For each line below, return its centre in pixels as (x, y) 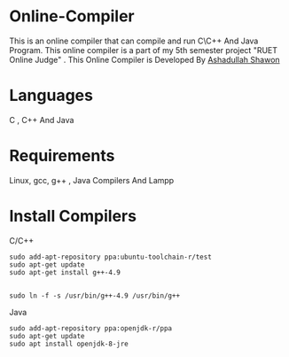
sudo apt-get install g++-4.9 (65, 272)
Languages (51, 96)
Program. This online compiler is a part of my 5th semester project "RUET (143, 50)
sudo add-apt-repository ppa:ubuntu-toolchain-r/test (111, 257)
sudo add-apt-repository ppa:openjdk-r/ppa (91, 328)
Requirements (62, 156)
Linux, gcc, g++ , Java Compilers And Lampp (92, 180)
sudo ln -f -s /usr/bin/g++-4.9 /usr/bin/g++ (94, 295)
